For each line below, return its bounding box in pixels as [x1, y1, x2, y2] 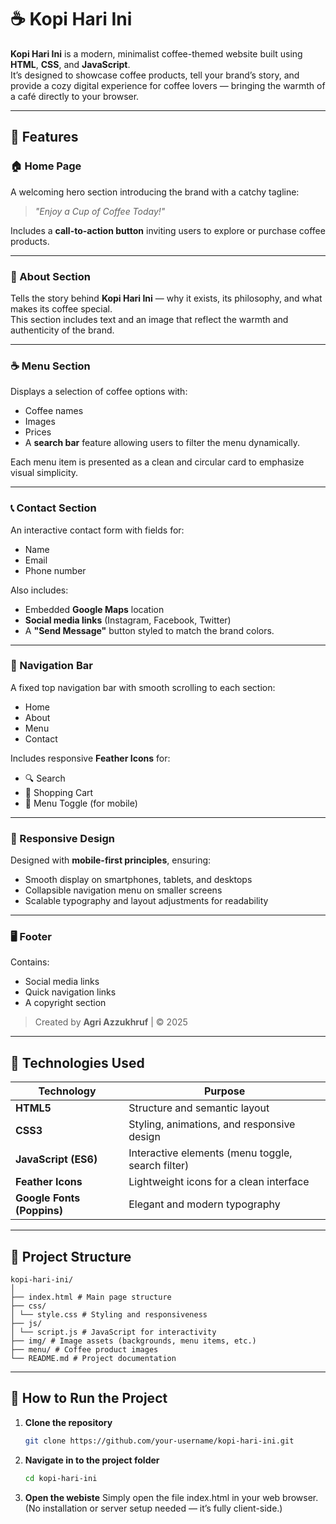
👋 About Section [10, 269, 91, 283]
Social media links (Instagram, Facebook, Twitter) [24, 614, 232, 626]
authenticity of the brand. [10, 324, 115, 336]
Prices [24, 426, 52, 438]
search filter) [128, 1159, 190, 1173]
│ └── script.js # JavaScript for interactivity [10, 1327, 217, 1338]
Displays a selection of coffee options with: [10, 386, 188, 398]
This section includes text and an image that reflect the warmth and [10, 313, 289, 325]
